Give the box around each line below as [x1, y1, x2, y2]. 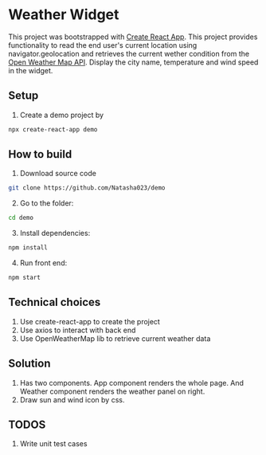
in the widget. [8, 65, 53, 75]
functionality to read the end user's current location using [8, 40, 198, 49]
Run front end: [19, 258, 68, 268]
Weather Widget [8, 6, 119, 24]
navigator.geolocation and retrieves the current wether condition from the [8, 49, 249, 58]
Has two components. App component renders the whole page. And [19, 378, 244, 387]
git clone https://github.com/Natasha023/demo [8, 184, 166, 192]
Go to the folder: [19, 198, 74, 208]
